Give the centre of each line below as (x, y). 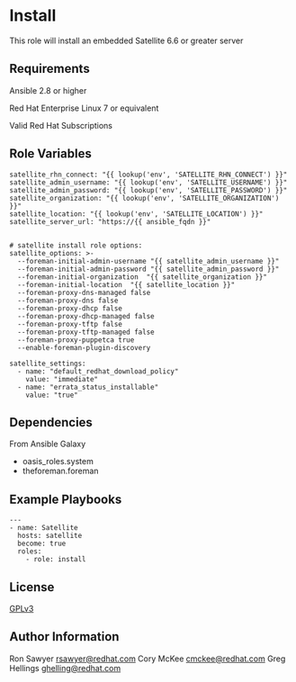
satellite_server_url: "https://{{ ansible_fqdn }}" (110, 221)
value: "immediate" (62, 379)
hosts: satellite (50, 536)
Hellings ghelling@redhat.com (65, 668)
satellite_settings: (48, 363)
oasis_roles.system (58, 462)
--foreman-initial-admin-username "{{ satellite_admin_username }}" (148, 261)
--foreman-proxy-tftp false (70, 324)
